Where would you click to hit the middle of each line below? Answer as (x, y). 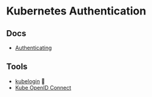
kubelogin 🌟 (30, 81)
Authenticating (33, 48)
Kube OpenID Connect (43, 87)
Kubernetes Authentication (76, 11)
